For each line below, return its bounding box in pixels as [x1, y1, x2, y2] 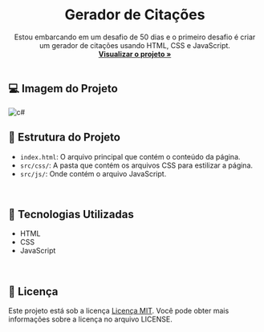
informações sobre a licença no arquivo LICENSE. [8, 314, 173, 324]
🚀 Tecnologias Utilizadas [8, 207, 134, 221]
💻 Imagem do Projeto [8, 82, 118, 95]
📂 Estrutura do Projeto [8, 131, 120, 144]
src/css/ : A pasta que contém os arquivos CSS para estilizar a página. [19, 160, 254, 170]
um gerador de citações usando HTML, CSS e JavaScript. [39, 40, 231, 50]
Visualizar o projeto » [98, 49, 172, 59]
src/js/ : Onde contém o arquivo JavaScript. [19, 168, 167, 178]
